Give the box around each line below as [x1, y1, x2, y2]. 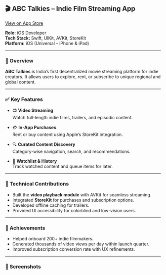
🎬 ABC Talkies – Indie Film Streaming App [5, 4, 136, 13]
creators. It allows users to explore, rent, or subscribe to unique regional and [5, 74, 161, 80]
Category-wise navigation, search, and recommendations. [12, 148, 131, 155]
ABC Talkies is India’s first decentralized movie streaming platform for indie [5, 69, 159, 75]
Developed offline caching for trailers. [12, 202, 90, 208]
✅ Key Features [5, 96, 43, 103]
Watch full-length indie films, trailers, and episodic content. [12, 115, 133, 121]
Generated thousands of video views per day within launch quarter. [12, 241, 150, 247]
